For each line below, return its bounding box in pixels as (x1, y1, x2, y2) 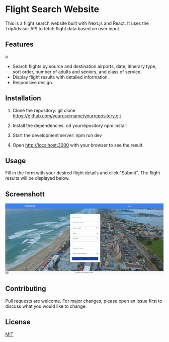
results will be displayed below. (5, 175, 70, 181)
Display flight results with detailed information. (12, 74, 109, 80)
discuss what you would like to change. (5, 303, 87, 309)
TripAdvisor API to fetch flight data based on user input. (5, 25, 121, 31)
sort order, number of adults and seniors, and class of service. (12, 69, 142, 75)
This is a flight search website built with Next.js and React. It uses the (5, 20, 149, 26)
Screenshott (5, 190, 45, 198)
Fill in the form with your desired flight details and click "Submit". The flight (5, 170, 160, 176)
